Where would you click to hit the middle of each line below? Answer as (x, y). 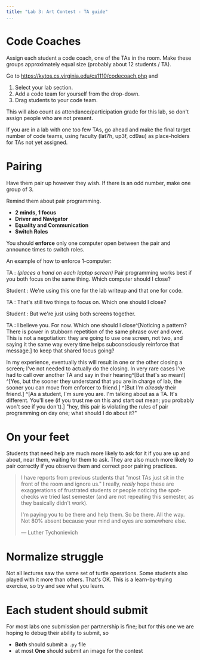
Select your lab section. (44, 87)
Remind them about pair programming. (54, 201)
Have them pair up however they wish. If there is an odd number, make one (99, 183)
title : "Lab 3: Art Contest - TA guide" (57, 12)
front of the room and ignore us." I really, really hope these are (97, 484)
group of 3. (20, 189)
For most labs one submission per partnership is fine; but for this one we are (100, 627)
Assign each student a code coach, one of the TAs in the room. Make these (99, 58)
